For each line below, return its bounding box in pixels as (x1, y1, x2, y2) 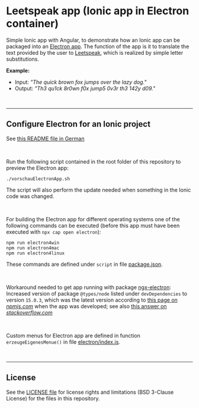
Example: (6, 67, 30, 74)
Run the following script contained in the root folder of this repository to (6, 158, 181, 165)
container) (6, 17, 59, 30)
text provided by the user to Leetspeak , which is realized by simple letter (6, 49, 184, 56)
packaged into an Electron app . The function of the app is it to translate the (6, 43, 190, 50)
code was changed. (6, 192, 54, 200)
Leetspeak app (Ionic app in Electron (6, 4, 190, 18)
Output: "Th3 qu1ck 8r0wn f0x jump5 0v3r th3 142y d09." (14, 84, 156, 92)
